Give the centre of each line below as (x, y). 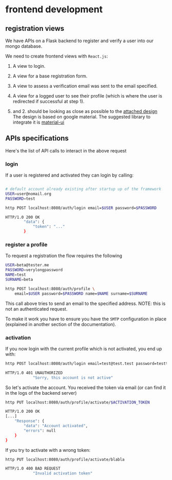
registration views (35, 28)
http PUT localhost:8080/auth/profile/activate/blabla (65, 459)
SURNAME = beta (19, 280)
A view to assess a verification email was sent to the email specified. (85, 86)
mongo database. (24, 46)
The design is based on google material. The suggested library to (82, 117)
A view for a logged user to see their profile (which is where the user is (87, 96)
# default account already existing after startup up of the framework (83, 189)
